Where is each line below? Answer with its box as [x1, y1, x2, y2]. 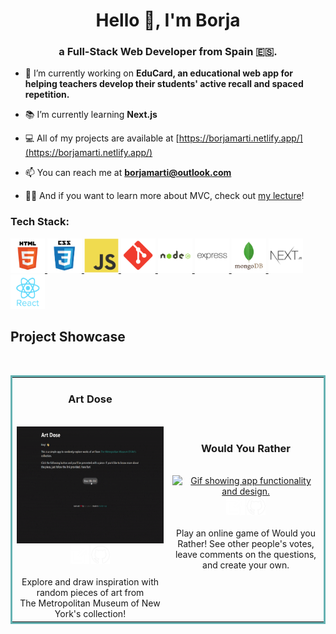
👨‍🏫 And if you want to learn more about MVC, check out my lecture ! [24, 190, 305, 202]
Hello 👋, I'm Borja [95, 9, 241, 32]
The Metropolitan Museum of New [19, 597, 161, 609]
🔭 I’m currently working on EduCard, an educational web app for [24, 67, 294, 79]
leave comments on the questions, [174, 548, 317, 560]
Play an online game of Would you [176, 527, 316, 539]
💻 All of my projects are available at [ [24, 132, 180, 144]
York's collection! [54, 608, 127, 620]
